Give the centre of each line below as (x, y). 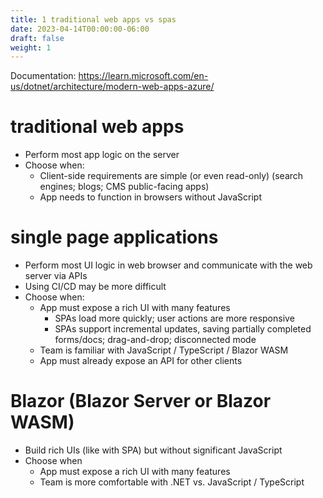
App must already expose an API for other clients (141, 361)
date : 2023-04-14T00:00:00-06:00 (80, 29)
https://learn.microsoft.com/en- (143, 76)
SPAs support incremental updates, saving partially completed (183, 329)
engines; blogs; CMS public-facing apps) (124, 187)
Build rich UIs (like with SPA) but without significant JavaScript (153, 450)
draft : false (37, 38)
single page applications (114, 237)
